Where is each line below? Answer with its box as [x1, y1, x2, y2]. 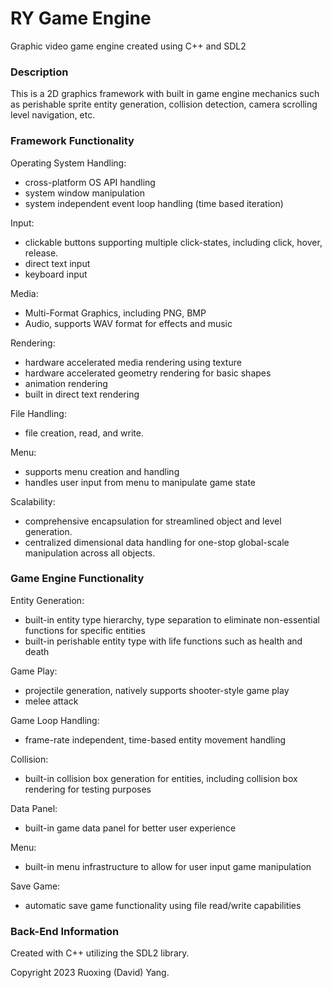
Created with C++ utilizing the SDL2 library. [10, 947, 190, 959]
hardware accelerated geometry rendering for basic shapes [24, 367, 272, 379]
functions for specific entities [24, 624, 146, 636]
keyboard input [24, 268, 88, 280]
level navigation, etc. [10, 109, 96, 121]
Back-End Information [10, 924, 120, 938]
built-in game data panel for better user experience [24, 822, 237, 834]
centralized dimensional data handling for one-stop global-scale [24, 536, 290, 548]
